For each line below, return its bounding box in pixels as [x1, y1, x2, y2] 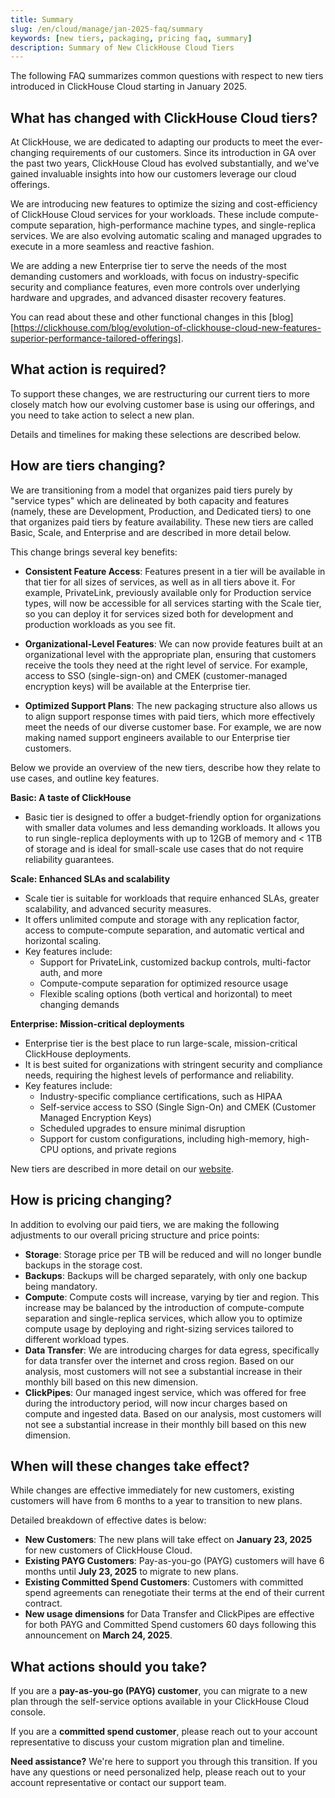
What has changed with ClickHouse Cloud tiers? [10, 109, 318, 126]
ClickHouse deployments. [24, 1047, 132, 1060]
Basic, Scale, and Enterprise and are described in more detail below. [10, 526, 292, 538]
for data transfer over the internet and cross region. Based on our [24, 1354, 295, 1366]
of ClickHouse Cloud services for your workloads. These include [10, 209, 277, 221]
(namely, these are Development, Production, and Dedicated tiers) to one [10, 505, 312, 517]
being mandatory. [24, 1280, 98, 1292]
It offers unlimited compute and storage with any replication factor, [24, 913, 300, 925]
